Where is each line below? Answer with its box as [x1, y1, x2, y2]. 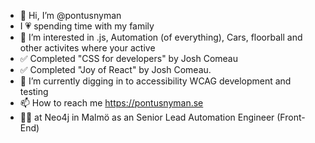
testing [19, 86, 49, 97]
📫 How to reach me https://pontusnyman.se [19, 97, 204, 109]
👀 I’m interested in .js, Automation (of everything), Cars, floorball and [19, 31, 303, 43]
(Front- [276, 111, 306, 123]
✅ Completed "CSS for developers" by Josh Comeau [19, 53, 239, 64]
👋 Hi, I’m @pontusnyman [19, 10, 122, 21]
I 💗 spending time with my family [19, 20, 155, 32]
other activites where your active [19, 42, 156, 54]
